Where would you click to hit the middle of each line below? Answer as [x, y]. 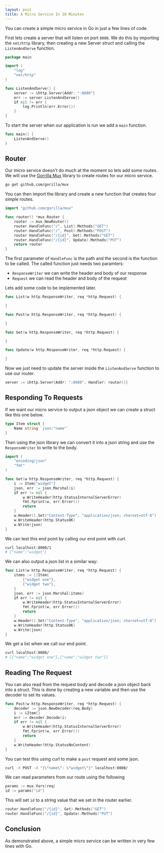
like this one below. [24, 415]
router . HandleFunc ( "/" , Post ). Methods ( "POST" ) [62, 231]
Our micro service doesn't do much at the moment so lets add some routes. [81, 170]
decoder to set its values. [31, 694]
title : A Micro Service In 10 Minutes [45, 14]
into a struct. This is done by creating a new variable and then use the [75, 690]
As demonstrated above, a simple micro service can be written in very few [80, 841]
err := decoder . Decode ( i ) [40, 718]
